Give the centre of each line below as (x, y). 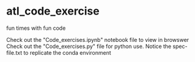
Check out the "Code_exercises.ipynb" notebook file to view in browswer (98, 40)
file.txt (14, 52)
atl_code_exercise (53, 11)
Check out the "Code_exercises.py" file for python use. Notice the (89, 46)
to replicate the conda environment (67, 52)
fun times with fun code (36, 28)
